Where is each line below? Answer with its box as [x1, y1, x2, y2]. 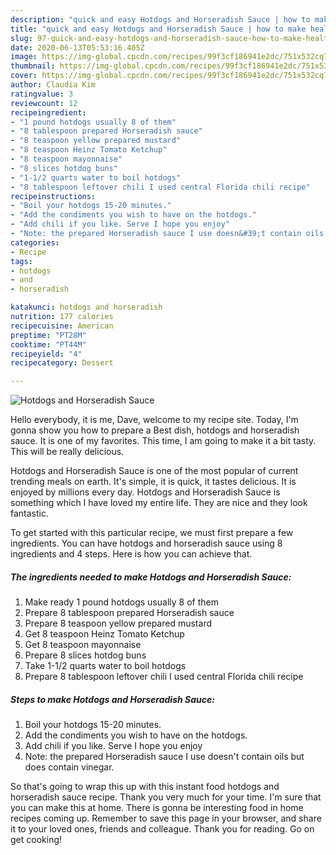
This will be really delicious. [10, 446, 125, 458]
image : [10, 52, 38, 62]
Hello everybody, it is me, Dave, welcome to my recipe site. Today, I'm [10, 414, 299, 426]
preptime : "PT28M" [10, 330, 87, 340]
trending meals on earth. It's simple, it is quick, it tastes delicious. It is [10, 476, 297, 488]
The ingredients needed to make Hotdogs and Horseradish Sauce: [10, 571, 292, 583]
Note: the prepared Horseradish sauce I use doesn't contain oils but [24, 751, 305, 763]
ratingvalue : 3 [10, 89, 74, 99]
